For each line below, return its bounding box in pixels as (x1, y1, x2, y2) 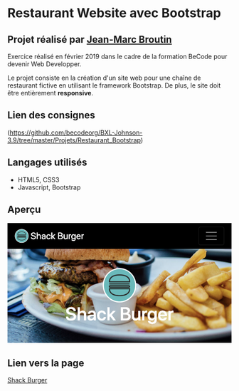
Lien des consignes (7, 109, 95, 122)
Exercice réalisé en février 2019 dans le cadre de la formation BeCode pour (7, 52, 228, 61)
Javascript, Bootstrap (17, 183, 81, 192)
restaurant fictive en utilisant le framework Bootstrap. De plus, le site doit (7, 81, 221, 90)
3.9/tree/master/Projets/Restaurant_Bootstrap (7, 135, 141, 144)
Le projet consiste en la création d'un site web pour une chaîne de (7, 73, 201, 82)
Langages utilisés (7, 157, 87, 169)
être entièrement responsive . (7, 89, 94, 97)
